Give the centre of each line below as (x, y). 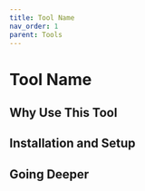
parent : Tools (36, 34)
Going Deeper (49, 174)
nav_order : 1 (34, 26)
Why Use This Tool (63, 113)
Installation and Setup (72, 143)
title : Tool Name (42, 18)
